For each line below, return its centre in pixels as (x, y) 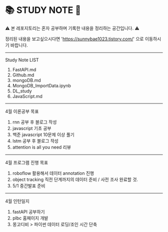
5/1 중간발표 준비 (29, 186)
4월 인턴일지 (17, 201)
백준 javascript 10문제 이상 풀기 (43, 135)
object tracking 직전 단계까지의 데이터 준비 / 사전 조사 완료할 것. (75, 179)
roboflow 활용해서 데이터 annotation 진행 (53, 173)
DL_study (22, 91)
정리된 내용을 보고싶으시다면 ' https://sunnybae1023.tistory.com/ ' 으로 (74, 39)
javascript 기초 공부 (32, 128)
